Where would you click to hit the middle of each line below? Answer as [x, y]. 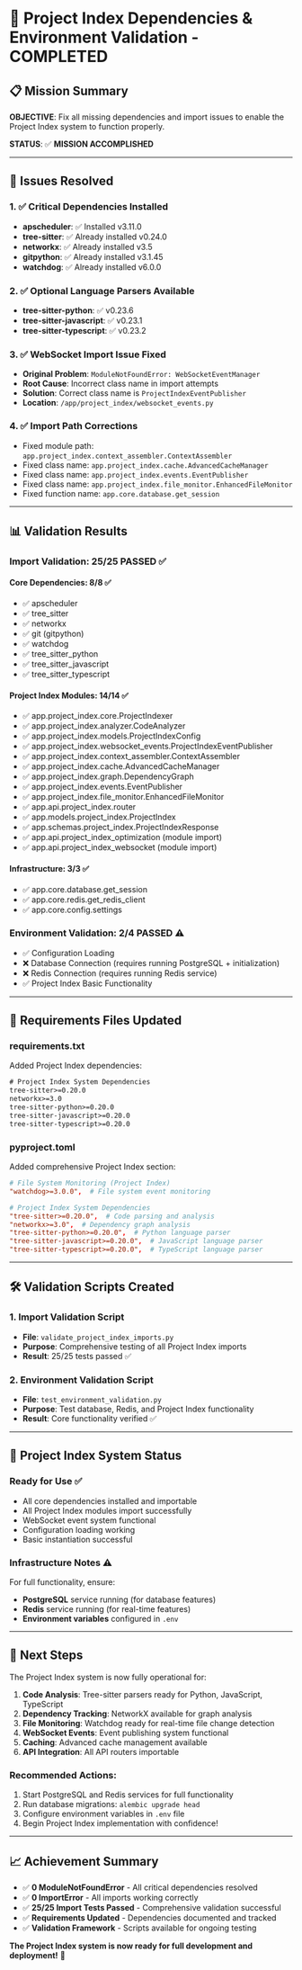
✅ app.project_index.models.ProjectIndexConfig [111, 736]
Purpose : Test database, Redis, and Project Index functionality [138, 1409]
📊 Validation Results [68, 531]
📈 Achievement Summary [84, 1861]
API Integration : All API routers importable [101, 1751]
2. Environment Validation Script [82, 1380]
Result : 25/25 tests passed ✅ [77, 1356]
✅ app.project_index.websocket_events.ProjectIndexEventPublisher [147, 747]
